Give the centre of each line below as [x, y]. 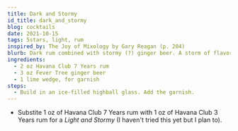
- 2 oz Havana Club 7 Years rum [62, 66]
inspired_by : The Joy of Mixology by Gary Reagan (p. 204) [96, 46]
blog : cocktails [31, 27]
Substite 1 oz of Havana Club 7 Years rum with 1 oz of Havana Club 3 [118, 113]
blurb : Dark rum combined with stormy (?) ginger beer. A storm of [109, 54]
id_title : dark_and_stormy [47, 20]
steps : [17, 86]
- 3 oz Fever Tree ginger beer [60, 73]
